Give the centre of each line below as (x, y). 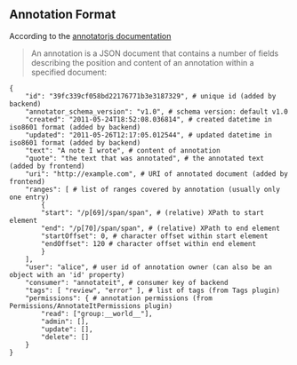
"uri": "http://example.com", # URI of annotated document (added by (157, 174)
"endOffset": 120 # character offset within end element (148, 243)
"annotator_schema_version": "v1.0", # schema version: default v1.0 (157, 111)
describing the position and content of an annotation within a (143, 62)
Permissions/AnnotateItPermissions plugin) (91, 305)
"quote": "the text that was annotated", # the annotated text (145, 158)
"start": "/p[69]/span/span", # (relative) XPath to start (153, 212)
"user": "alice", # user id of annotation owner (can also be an (149, 267)
